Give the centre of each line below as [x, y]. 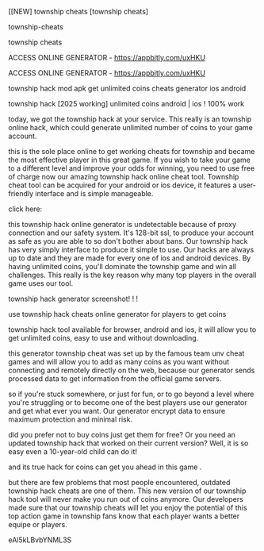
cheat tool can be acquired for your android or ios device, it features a [122, 185]
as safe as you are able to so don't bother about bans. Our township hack [128, 241]
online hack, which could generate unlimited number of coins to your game [131, 127]
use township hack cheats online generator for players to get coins [117, 314]
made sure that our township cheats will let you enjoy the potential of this [128, 508]
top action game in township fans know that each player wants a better [124, 516]
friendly [21, 193]
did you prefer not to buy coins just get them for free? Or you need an [122, 435]
